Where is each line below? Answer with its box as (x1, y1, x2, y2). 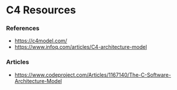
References (6, 24, 40, 33)
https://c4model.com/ (14, 37, 67, 44)
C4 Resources (6, 3, 76, 17)
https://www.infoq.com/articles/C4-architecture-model (14, 44, 147, 51)
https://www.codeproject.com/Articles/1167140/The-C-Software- (14, 71, 171, 78)
